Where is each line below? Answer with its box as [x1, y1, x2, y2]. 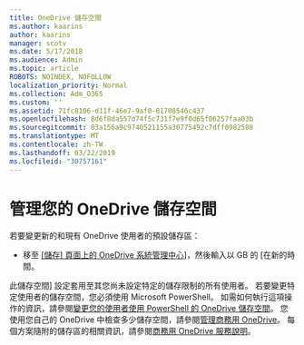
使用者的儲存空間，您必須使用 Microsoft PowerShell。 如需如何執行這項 [16, 291, 285, 302]
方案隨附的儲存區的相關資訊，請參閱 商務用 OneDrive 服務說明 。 [16, 326, 256, 337]
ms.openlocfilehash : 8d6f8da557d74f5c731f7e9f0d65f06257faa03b [9, 114, 254, 123]
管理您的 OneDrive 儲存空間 [9, 199, 218, 219]
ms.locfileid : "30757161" [9, 156, 107, 166]
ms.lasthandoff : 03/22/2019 [9, 148, 116, 157]
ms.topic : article [9, 64, 79, 74]
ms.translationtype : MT [9, 132, 100, 141]
